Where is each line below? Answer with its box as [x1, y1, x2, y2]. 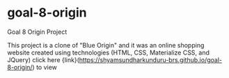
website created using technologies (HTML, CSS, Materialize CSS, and [7, 48, 210, 57]
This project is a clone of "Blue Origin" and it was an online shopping [7, 41, 205, 49]
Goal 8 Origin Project [7, 28, 68, 36]
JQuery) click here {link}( [7, 55, 80, 64]
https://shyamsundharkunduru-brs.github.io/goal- [79, 55, 223, 64]
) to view [32, 63, 58, 71]
